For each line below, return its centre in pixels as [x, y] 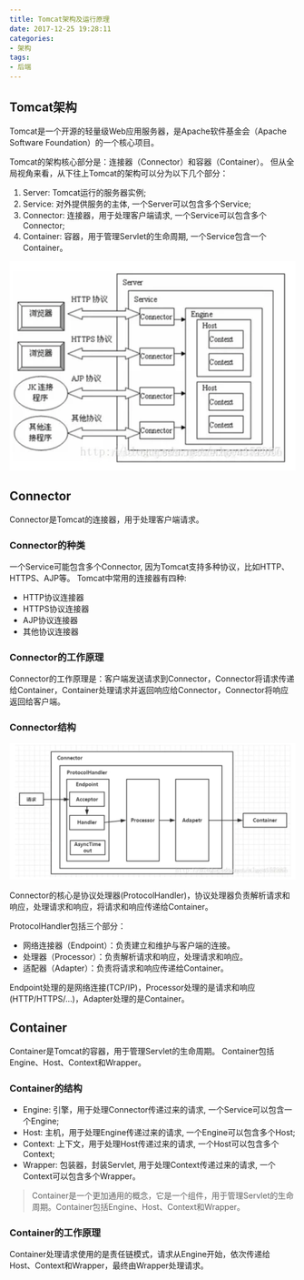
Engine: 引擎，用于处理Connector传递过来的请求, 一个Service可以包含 [153, 1109]
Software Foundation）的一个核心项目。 [84, 142]
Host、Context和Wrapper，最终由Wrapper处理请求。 [109, 1265]
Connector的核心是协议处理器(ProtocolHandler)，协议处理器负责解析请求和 [150, 895]
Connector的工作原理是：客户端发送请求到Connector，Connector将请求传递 [152, 679]
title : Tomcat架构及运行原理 [60, 19]
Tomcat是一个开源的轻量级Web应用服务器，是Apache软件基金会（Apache [148, 131]
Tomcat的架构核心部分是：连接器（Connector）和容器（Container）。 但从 [148, 161]
